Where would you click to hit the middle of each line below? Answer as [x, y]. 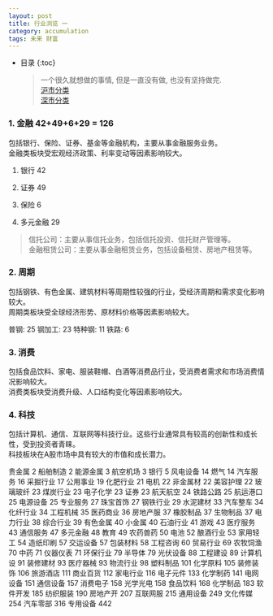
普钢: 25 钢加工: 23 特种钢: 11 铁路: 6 [69, 329]
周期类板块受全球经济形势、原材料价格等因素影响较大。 [101, 312]
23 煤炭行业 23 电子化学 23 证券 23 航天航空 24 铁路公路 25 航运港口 [147, 492]
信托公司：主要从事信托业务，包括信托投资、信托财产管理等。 [132, 239]
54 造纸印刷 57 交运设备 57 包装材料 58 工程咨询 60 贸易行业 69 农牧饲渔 [140, 543]
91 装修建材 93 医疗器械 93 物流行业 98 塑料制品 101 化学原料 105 [126, 563]
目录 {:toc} [38, 63]
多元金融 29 [40, 222]
